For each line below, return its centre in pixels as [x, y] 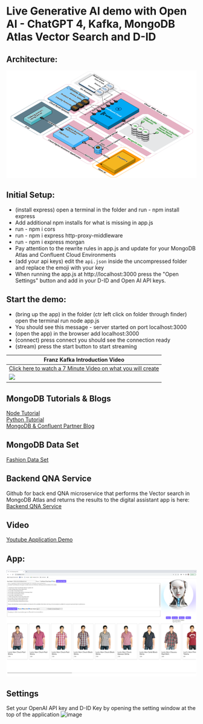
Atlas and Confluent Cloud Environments [66, 254]
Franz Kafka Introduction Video [84, 360]
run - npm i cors [35, 229]
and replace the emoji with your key [60, 267]
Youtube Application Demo [40, 540]
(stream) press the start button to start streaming [76, 346]
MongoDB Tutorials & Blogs [59, 398]
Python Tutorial [25, 419]
